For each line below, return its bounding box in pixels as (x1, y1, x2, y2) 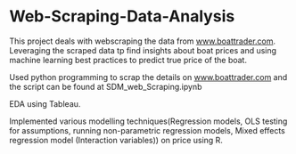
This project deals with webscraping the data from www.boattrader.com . (9, 36, 276, 46)
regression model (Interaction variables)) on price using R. (9, 134, 223, 145)
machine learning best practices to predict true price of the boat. (9, 54, 248, 65)
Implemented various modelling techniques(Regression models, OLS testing (9, 116, 288, 126)
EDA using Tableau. (9, 98, 81, 109)
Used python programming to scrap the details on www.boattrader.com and (9, 71, 288, 82)
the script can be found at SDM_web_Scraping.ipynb (9, 81, 202, 92)
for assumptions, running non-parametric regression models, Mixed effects (9, 125, 285, 135)
